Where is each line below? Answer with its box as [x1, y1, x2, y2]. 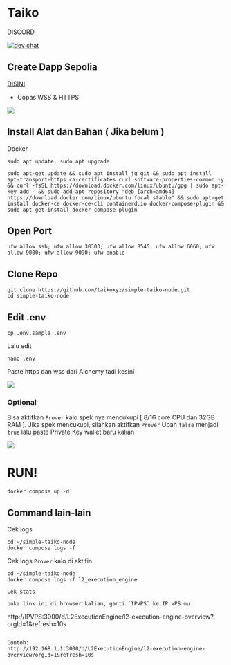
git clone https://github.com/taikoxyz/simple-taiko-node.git [7, 286, 190, 293]
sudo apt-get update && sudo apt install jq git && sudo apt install [7, 170, 212, 177]
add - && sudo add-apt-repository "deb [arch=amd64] [19, 188, 175, 195]
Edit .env [7, 311, 46, 323]
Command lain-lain [7, 507, 91, 518]
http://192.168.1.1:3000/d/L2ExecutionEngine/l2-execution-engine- [7, 646, 206, 653]
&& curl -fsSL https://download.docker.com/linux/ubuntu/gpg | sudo [7, 182, 209, 189]
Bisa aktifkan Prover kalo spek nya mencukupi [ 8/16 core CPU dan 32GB [7, 413, 216, 421]
